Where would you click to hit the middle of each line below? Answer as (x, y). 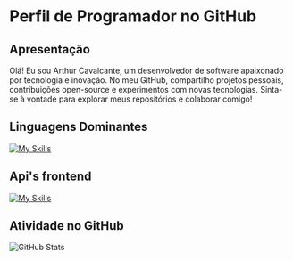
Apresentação (50, 49)
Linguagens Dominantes (79, 127)
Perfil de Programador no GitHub (133, 16)
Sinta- (272, 89)
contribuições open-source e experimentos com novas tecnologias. (134, 89)
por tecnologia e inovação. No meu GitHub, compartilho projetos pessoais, (146, 80)
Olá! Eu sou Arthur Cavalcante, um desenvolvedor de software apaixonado (146, 70)
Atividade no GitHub (67, 226)
